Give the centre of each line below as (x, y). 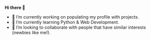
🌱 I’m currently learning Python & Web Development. (65, 22)
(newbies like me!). (31, 32)
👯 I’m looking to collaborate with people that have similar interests (79, 27)
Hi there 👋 (15, 8)
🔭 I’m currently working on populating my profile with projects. (75, 17)
